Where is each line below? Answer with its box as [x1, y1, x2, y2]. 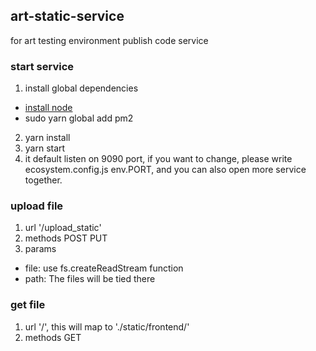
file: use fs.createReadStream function [24, 262, 184, 274]
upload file [10, 199, 64, 213]
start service [10, 59, 75, 73]
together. [24, 174, 63, 186]
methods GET [24, 331, 82, 343]
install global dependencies [24, 82, 139, 94]
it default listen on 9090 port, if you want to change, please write [24, 153, 293, 165]
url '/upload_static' [24, 222, 102, 234]
